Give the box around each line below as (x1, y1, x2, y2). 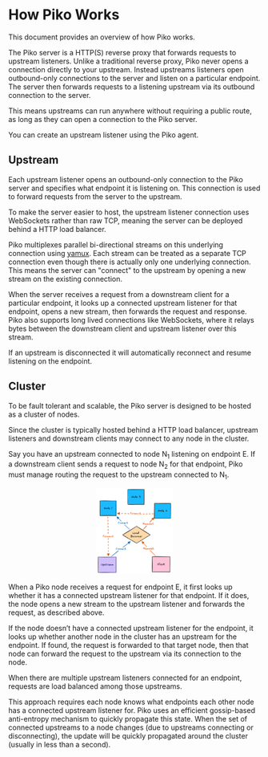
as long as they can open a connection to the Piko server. (8, 114, 198, 124)
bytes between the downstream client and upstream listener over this (8, 324, 238, 333)
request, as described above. (8, 608, 105, 617)
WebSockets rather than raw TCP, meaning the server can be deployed (8, 215, 243, 226)
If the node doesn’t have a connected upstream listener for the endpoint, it (8, 624, 254, 633)
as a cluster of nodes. (8, 409, 80, 419)
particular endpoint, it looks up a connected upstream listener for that (8, 298, 238, 307)
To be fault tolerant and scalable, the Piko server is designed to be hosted (8, 401, 252, 410)
